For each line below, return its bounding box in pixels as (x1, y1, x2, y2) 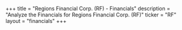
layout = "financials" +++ (5, 18, 67, 24)
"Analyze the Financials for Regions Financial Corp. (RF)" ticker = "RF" (5, 11, 177, 18)
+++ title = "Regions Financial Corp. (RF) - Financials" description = (5, 5, 171, 12)
